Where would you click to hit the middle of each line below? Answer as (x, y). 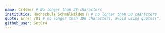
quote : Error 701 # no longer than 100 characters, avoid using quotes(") (83, 18)
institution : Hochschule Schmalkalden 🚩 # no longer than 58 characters (81, 14)
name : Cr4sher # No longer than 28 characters (54, 9)
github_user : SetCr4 (26, 23)
